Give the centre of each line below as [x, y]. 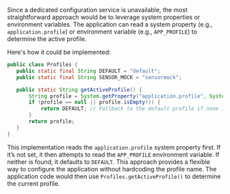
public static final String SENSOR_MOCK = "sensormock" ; [99, 77]
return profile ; [52, 122]
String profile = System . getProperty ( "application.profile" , [117, 96]
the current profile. [34, 183]
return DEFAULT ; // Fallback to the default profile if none [130, 109]
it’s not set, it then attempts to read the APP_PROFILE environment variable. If [113, 154]
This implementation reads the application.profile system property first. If [114, 147]
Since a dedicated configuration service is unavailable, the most [98, 10]
